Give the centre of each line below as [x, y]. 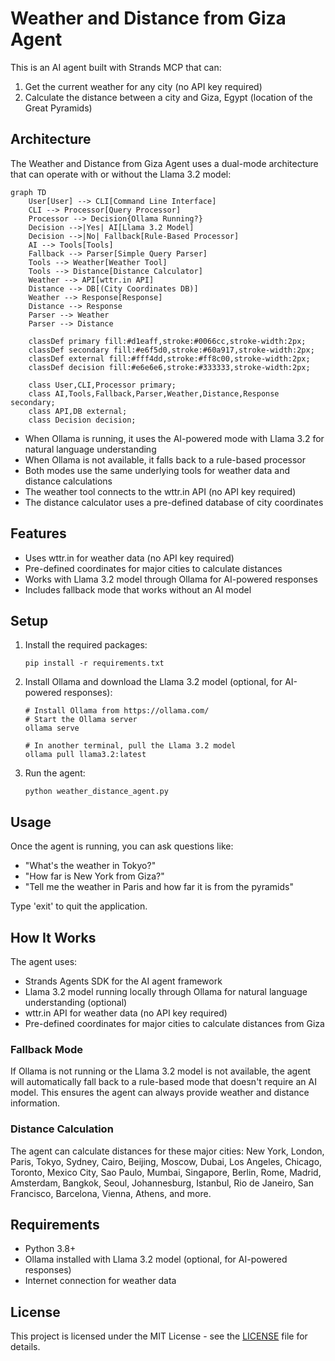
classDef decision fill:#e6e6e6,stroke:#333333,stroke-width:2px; [169, 367]
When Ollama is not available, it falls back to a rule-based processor [165, 459]
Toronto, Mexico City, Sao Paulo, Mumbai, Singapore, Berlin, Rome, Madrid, [166, 1172]
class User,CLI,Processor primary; [102, 385]
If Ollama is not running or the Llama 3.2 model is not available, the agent [161, 1071]
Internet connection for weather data [100, 1281]
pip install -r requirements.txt [94, 663]
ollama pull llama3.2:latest [85, 755]
